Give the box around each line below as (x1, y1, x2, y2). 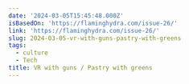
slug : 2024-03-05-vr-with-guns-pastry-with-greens (8, 34, 182, 42)
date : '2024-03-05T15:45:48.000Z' (8, 11, 125, 20)
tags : (8, 42, 27, 50)
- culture (15, 49, 48, 57)
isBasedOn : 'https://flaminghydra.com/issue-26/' (8, 19, 179, 27)
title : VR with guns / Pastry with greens (8, 64, 153, 72)
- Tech (15, 57, 38, 65)
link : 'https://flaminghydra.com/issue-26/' (8, 26, 160, 34)
